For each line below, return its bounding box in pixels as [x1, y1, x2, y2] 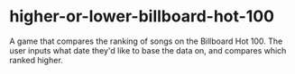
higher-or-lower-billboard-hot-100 [9, 6, 275, 27]
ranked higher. [9, 54, 63, 65]
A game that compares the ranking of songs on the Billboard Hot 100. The [9, 36, 283, 46]
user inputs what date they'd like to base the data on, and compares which [9, 45, 287, 55]
